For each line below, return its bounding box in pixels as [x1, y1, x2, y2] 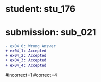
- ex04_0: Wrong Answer [5, 44, 56, 49]
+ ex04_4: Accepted [5, 63, 47, 68]
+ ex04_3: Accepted [5, 57, 47, 63]
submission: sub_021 [5, 27, 96, 38]
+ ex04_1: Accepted [5, 48, 47, 53]
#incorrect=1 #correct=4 [5, 72, 57, 78]
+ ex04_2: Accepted [5, 53, 47, 58]
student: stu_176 [5, 3, 76, 15]
